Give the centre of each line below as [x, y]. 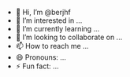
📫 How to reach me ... [52, 46]
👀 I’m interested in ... [49, 20]
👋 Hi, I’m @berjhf [43, 12]
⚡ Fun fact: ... [37, 66]
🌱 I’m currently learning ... [58, 29]
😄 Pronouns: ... [41, 57]
